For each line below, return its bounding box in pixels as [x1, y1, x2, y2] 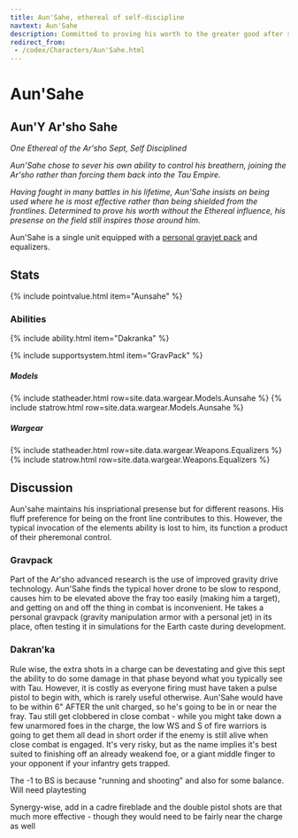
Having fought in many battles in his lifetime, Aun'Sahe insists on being [10, 187, 271, 198]
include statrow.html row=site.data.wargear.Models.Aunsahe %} [10, 403, 244, 413]
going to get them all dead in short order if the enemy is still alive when [10, 729, 269, 740]
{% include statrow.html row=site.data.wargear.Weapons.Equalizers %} [10, 454, 271, 466]
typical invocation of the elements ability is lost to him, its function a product [10, 522, 288, 533]
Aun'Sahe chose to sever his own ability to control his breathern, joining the [10, 161, 287, 171]
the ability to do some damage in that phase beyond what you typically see [10, 673, 283, 684]
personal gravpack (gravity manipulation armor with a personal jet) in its [10, 612, 272, 623]
